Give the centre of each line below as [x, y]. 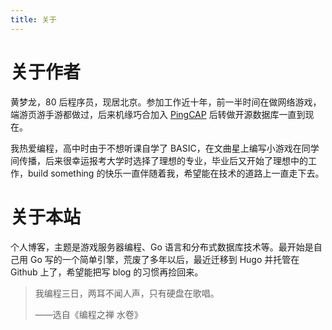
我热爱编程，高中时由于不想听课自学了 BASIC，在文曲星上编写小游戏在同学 [165, 148]
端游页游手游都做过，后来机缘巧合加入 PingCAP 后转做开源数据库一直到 [158, 114]
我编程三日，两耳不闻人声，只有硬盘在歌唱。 [127, 293]
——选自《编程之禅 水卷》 [88, 314]
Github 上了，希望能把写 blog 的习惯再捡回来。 [107, 272]
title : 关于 [33, 19]
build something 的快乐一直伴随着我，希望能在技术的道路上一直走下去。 [176, 173]
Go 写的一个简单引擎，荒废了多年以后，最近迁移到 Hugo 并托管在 [164, 259]
